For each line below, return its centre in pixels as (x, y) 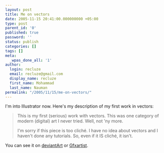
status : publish (22, 42)
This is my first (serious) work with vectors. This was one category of (88, 116)
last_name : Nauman (29, 88)
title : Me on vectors (27, 14)
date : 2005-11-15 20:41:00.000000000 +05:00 (52, 19)
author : (13, 65)
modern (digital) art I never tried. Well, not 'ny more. (70, 121)
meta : (11, 56)
